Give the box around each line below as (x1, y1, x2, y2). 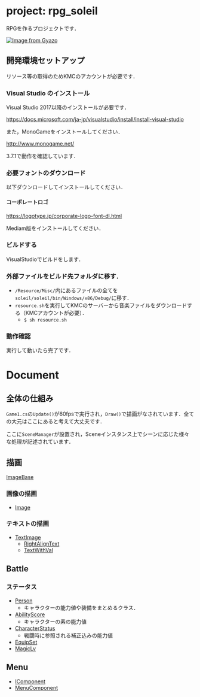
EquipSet (14, 638, 38, 646)
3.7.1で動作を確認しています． (6, 153, 79, 160)
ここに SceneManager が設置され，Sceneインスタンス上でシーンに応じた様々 (6, 431, 190, 438)
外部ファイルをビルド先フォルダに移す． (6, 272, 122, 280)
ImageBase (6, 474, 34, 481)
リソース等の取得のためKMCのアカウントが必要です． (6, 72, 139, 80)
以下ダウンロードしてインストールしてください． (6, 184, 127, 191)
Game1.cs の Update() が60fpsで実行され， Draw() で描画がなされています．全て (6, 410, 195, 417)
